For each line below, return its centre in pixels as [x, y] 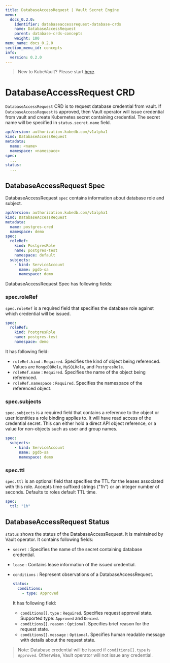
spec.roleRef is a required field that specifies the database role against [79, 308]
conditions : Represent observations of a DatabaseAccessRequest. [83, 574]
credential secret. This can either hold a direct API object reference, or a [81, 423]
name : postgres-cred [31, 227]
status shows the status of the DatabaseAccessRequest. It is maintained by [84, 534]
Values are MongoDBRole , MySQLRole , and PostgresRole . [68, 366]
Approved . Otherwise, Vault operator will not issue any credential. [85, 655]
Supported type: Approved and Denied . [60, 618]
